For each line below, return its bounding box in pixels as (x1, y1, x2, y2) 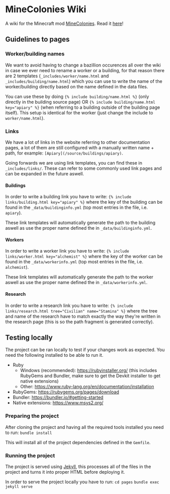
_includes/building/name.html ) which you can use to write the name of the (5, 78, 162, 84)
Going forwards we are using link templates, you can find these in (5, 160, 143, 166)
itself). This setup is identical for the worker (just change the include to (5, 109, 153, 115)
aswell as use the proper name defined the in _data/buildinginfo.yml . (5, 225, 152, 231)
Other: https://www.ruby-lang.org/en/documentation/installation (20, 384, 154, 390)
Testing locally (5, 333, 53, 342)
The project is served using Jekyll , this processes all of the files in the (5, 464, 151, 470)
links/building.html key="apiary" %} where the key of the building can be (5, 199, 163, 205)
